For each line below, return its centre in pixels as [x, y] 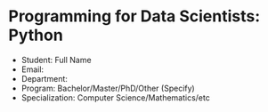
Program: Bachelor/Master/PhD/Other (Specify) [108, 88]
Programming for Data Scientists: [134, 16]
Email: [32, 69]
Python [36, 35]
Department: [45, 78]
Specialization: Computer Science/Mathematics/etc [115, 97]
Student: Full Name [56, 60]
